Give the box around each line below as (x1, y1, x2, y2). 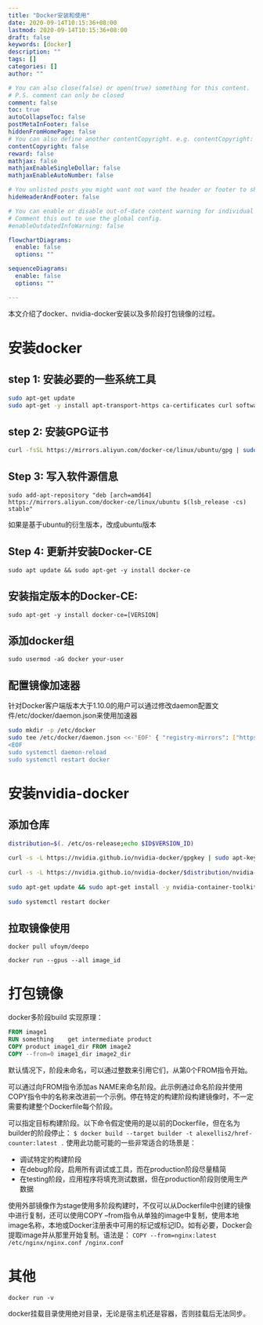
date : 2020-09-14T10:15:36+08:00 (8, 19, 117, 27)
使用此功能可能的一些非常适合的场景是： (66, 1137, 197, 1147)
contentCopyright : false (8, 142, 89, 150)
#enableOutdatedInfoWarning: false (8, 221, 124, 230)
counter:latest (8, 1139, 58, 1147)
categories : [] (8, 63, 58, 71)
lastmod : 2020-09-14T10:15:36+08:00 (8, 26, 128, 34)
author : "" (8, 70, 44, 78)
